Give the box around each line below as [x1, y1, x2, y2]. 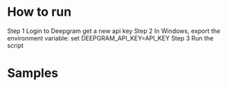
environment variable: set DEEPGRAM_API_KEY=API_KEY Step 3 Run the [7, 34, 214, 42]
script [7, 41, 24, 49]
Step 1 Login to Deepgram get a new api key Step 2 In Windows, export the [7, 27, 221, 35]
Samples [7, 66, 59, 81]
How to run [7, 4, 72, 20]
